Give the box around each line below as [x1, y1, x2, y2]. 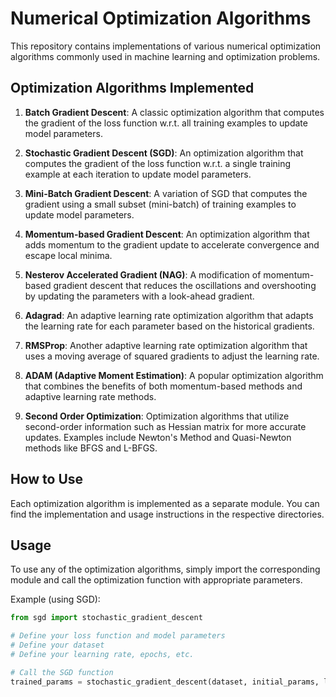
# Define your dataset [10, 640, 105, 651]
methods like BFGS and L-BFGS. [24, 442, 158, 454]
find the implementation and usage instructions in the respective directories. [10, 508, 325, 520]
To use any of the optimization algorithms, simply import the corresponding [10, 563, 321, 576]
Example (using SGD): [10, 593, 101, 606]
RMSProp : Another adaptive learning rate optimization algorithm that [24, 339, 308, 351]
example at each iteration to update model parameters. [24, 168, 252, 180]
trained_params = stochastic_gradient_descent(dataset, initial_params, [10, 677, 320, 687]
